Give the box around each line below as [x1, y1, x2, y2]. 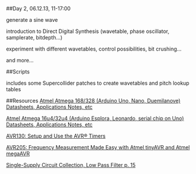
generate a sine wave [6, 16, 58, 23]
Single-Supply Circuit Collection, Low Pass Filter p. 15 [6, 162, 136, 168]
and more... [6, 57, 34, 63]
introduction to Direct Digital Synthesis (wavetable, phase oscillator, [6, 28, 170, 35]
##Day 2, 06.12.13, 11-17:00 [6, 5, 71, 12]
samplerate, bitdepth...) [6, 34, 63, 41]
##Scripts [6, 68, 30, 75]
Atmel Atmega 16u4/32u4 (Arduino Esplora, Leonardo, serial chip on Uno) [6, 115, 184, 122]
